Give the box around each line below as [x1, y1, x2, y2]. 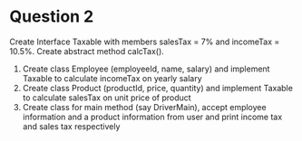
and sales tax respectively [22, 120, 121, 132]
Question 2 [9, 6, 94, 27]
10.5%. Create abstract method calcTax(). [9, 45, 165, 56]
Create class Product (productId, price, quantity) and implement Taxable [22, 82, 293, 93]
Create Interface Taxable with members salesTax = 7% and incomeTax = [9, 36, 280, 47]
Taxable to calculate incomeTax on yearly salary [22, 72, 202, 83]
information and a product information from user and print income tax [22, 111, 283, 122]
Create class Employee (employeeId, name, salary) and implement [22, 63, 270, 74]
